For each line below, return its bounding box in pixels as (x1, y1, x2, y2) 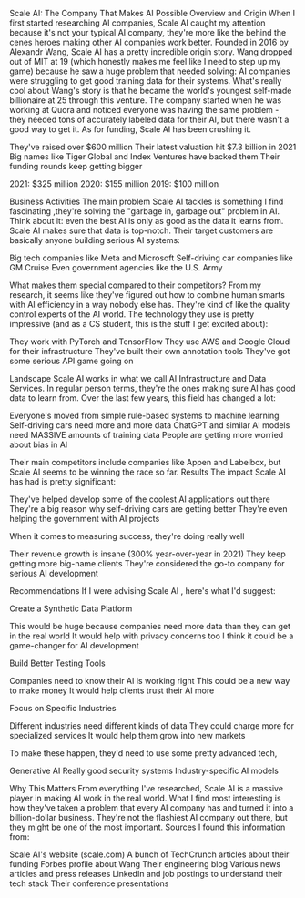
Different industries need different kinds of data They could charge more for (9, 720, 294, 731)
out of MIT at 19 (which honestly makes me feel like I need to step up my (9, 56, 281, 66)
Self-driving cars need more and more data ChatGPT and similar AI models (9, 420, 290, 431)
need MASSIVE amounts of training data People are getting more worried (9, 430, 284, 440)
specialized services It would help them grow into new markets (9, 730, 246, 740)
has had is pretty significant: (9, 476, 117, 486)
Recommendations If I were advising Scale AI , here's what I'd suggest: (9, 586, 276, 596)
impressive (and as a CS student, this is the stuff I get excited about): (9, 319, 269, 329)
